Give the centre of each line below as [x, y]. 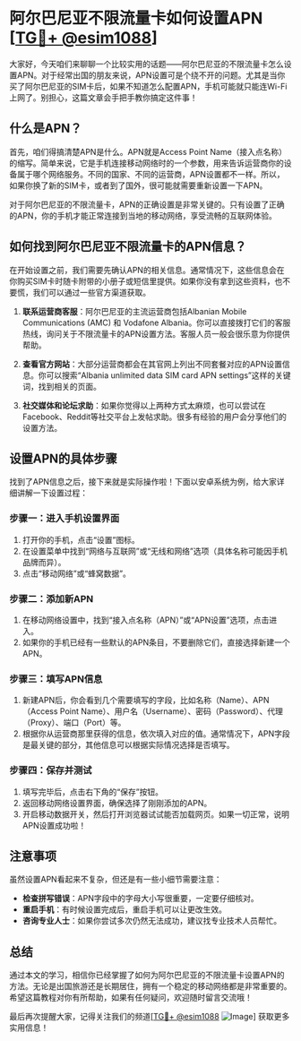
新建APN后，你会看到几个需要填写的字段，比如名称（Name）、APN [146, 701]
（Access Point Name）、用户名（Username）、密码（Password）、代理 [153, 711]
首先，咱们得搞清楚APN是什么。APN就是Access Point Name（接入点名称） [148, 151]
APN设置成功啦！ [54, 825]
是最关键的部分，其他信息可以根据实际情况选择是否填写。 [128, 745]
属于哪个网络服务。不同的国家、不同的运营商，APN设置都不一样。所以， [150, 174]
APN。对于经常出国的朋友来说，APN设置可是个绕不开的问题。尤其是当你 [151, 75]
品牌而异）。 [44, 562]
